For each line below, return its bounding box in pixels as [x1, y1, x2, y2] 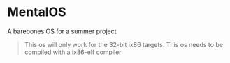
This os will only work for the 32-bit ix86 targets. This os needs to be [24, 40, 224, 48]
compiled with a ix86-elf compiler [24, 48, 122, 56]
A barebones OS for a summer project [7, 27, 117, 35]
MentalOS [7, 4, 66, 20]
